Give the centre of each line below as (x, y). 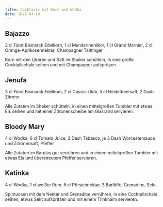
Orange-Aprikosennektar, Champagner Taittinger (54, 50)
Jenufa (16, 80)
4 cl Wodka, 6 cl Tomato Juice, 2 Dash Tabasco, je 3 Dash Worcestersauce (80, 138)
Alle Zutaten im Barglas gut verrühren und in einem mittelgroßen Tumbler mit (81, 152)
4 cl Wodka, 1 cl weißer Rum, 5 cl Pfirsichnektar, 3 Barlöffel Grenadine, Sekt (81, 185)
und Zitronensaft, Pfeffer (30, 143)
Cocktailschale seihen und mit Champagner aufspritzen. (61, 65)
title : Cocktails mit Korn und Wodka (43, 9)
